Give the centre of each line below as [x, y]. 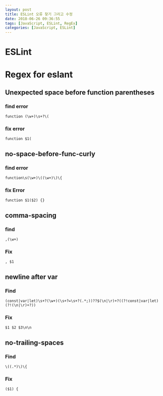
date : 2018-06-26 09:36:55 [33, 19]
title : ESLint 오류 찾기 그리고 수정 [39, 14]
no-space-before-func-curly [50, 154]
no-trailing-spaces [35, 342]
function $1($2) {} [25, 200]
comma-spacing [31, 215]
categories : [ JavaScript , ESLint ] [40, 28]
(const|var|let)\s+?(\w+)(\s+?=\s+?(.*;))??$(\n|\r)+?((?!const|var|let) [82, 301]
